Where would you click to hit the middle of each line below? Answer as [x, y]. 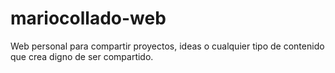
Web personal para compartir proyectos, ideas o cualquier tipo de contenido [167, 46]
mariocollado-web [88, 18]
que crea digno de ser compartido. [82, 56]
